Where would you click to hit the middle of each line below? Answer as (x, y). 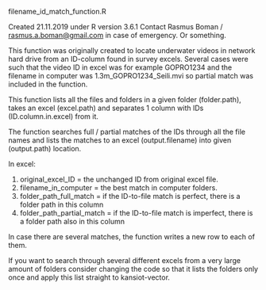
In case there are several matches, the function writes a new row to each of (132, 237)
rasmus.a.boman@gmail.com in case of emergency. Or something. (117, 35)
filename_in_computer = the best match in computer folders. (119, 188)
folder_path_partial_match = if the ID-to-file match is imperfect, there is (136, 213)
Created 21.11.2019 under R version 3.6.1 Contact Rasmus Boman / (116, 27)
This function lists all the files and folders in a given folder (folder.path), (125, 99)
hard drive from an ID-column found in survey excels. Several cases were (128, 59)
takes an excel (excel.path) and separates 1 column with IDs (106, 108)
